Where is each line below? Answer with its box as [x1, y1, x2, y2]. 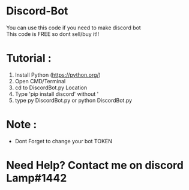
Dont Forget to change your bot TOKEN [14, 137, 113, 144]
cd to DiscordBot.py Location [14, 84, 88, 91]
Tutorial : [6, 52, 52, 65]
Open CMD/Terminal [14, 77, 66, 85]
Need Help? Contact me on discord [6, 159, 184, 172]
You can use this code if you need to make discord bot [6, 24, 141, 31]
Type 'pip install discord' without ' [14, 90, 99, 97]
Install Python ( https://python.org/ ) [14, 71, 101, 79]
